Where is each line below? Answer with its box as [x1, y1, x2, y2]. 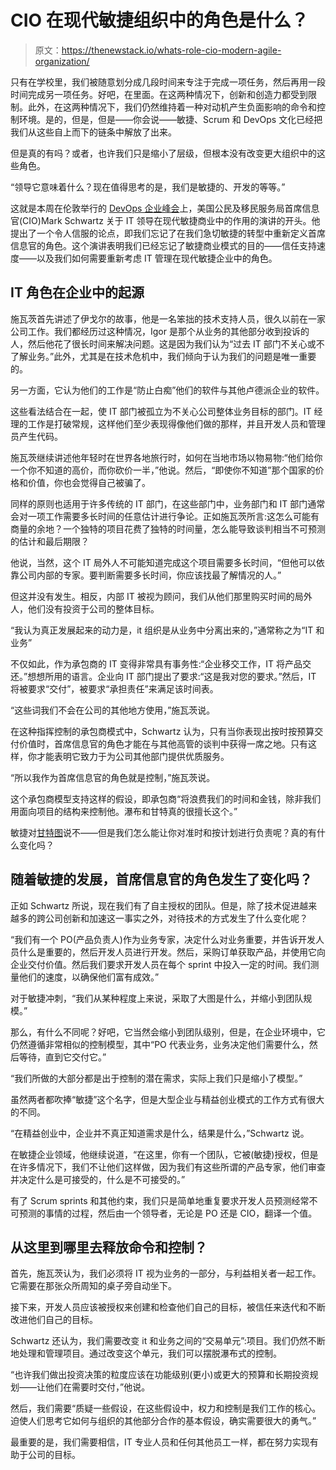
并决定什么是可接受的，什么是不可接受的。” [10, 1173, 186, 1185]
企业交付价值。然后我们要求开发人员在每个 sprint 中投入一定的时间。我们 [10, 958, 311, 970]
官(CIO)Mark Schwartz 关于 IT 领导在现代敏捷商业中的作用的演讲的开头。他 [10, 214, 321, 226]
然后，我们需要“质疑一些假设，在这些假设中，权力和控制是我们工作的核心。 [10, 1402, 322, 1415]
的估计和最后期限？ [10, 535, 90, 547]
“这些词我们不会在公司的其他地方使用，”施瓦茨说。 [10, 704, 216, 716]
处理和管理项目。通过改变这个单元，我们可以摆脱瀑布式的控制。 [18, 1347, 282, 1360]
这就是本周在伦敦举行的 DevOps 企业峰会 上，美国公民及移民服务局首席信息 [10, 202, 320, 214]
